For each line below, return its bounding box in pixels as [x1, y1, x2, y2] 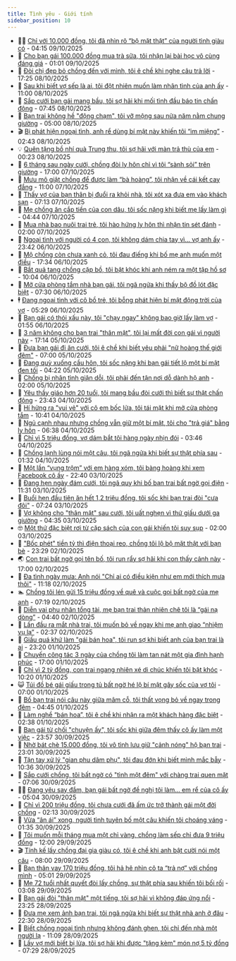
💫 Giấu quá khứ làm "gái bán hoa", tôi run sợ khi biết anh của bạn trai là [17, 635, 224, 644]
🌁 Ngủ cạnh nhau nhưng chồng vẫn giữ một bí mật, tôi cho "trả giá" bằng [17, 418, 230, 427]
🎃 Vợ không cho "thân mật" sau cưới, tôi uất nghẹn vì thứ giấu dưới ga [17, 508, 220, 517]
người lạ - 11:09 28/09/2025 [17, 931, 99, 940]
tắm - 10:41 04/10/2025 [17, 411, 86, 419]
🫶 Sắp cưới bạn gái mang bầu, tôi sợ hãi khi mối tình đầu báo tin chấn [17, 96, 218, 105]
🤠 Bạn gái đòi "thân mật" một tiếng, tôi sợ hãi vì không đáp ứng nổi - [17, 893, 216, 902]
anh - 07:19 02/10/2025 [17, 598, 86, 606]
